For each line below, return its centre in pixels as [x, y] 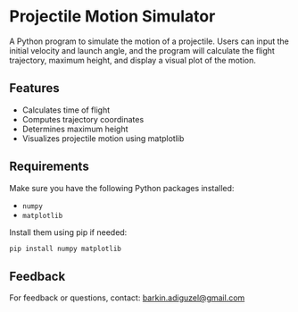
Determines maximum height [75, 129]
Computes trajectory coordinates [83, 119]
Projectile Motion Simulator [112, 17]
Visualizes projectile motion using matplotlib [103, 138]
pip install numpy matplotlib [66, 249]
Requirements [49, 167]
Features [34, 88]
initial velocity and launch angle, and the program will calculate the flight [142, 50]
